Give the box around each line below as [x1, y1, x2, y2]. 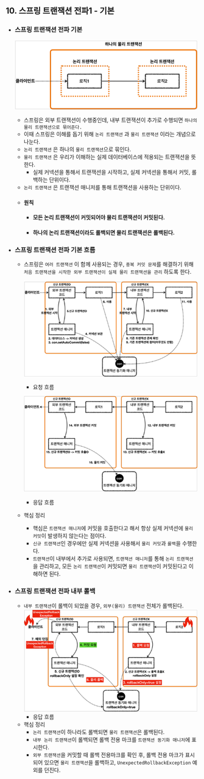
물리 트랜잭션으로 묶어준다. [23, 124, 83, 130]
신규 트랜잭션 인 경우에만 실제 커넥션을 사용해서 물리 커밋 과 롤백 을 [32, 540, 181, 547]
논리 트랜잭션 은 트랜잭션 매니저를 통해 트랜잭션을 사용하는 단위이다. [23, 183, 182, 190]
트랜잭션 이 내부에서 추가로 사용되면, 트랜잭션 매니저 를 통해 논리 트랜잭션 [32, 555, 194, 562]
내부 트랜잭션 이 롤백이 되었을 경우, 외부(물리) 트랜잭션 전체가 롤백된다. [23, 602, 184, 609]
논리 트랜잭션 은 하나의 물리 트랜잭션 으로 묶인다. [23, 145, 132, 153]
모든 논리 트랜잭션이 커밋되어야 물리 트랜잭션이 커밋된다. [32, 214, 165, 221]
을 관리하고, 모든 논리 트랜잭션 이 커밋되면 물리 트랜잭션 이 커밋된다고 [32, 562, 188, 570]
